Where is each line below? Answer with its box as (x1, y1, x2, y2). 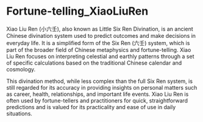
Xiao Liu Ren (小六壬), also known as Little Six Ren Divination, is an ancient (6, 25, 193, 32)
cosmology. (6, 65, 36, 73)
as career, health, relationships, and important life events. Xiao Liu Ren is (6, 90, 189, 98)
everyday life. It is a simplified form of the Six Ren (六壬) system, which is (6, 39, 190, 46)
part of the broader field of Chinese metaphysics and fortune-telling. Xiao (6, 46, 191, 53)
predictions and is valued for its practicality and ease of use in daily (6, 103, 176, 110)
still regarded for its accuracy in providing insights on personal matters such (6, 84, 198, 91)
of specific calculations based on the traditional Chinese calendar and (6, 59, 182, 66)
